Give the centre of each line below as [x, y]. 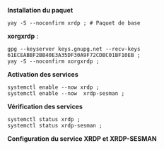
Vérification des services [45, 106]
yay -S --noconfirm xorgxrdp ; [53, 61]
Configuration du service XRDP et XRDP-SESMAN [82, 139]
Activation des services [43, 74]
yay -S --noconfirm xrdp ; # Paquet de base [74, 23]
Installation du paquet [40, 10]
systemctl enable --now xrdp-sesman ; [66, 94]
